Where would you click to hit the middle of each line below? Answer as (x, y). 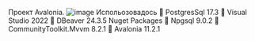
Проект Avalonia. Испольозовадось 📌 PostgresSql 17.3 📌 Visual (127, 12)
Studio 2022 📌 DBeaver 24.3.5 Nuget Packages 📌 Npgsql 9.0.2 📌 (114, 20)
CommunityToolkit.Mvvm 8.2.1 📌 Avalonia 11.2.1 (84, 29)
